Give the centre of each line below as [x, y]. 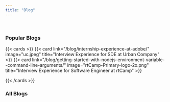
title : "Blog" [20, 10]
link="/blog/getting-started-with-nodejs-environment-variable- [98, 60]
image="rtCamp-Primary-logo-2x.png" [108, 65]
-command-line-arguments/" [36, 65]
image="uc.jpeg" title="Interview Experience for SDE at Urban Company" [82, 54]
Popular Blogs [23, 38]
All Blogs [17, 93]
